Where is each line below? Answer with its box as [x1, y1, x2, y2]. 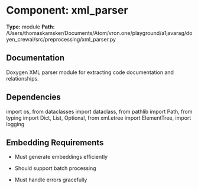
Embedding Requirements [6, 137, 104, 148]
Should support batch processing [14, 165, 96, 172]
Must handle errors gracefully [14, 176, 87, 184]
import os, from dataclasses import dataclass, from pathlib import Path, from [6, 108, 193, 115]
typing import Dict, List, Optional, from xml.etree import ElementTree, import [6, 114, 191, 121]
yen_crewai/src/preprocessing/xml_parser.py [6, 36, 116, 43]
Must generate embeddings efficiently [14, 153, 108, 161]
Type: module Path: [6, 23, 55, 30]
